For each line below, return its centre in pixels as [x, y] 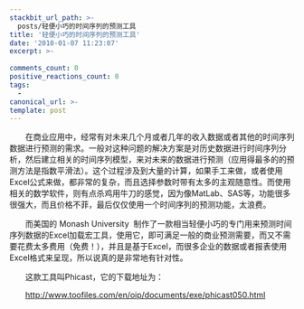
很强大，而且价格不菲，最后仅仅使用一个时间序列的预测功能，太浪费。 [140, 205]
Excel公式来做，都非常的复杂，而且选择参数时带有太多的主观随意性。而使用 [150, 183]
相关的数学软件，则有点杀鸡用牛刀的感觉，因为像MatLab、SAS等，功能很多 [150, 193]
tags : [19, 85]
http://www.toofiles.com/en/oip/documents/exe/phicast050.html [146, 295]
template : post [38, 110]
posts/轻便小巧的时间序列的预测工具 [77, 26]
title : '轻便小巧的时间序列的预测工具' [75, 34]
